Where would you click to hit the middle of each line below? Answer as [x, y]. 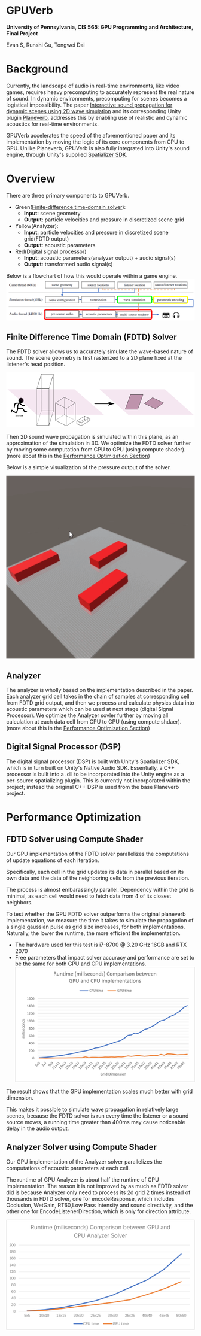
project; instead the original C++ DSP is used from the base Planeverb [93, 787]
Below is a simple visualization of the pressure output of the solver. [89, 467]
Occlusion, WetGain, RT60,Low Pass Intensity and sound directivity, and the [100, 1205]
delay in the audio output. [38, 1128]
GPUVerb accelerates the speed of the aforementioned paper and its [91, 135]
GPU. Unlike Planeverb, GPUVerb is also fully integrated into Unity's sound [98, 148]
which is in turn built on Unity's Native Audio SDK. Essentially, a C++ [91, 767]
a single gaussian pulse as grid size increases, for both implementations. [96, 927]
